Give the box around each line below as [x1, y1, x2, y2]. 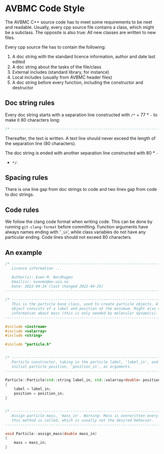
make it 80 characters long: [5, 117, 61, 123]
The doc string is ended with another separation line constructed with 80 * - [5, 150, 159, 156]
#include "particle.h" [5, 342, 51, 347]
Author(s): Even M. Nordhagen [11, 274, 73, 280]
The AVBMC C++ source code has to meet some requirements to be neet [5, 19, 152, 25]
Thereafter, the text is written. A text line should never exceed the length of [5, 135, 156, 141]
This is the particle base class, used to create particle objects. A [11, 302, 159, 307]
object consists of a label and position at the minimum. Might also [11, 306, 156, 311]
